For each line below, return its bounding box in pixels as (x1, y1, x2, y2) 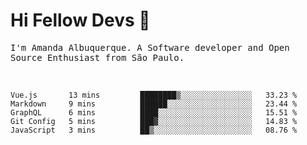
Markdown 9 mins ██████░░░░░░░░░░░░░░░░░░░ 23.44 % (10, 99, 298, 109)
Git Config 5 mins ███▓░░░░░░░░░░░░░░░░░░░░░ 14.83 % (10, 116, 298, 126)
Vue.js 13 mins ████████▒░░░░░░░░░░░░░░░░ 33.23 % (10, 90, 298, 100)
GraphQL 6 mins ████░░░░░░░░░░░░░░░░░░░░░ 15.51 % (10, 107, 298, 118)
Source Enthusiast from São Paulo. (10, 52, 185, 63)
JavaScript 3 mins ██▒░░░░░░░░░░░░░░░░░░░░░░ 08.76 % (10, 125, 298, 135)
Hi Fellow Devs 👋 (10, 9, 151, 32)
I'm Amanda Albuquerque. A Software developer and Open (10, 42, 290, 53)
